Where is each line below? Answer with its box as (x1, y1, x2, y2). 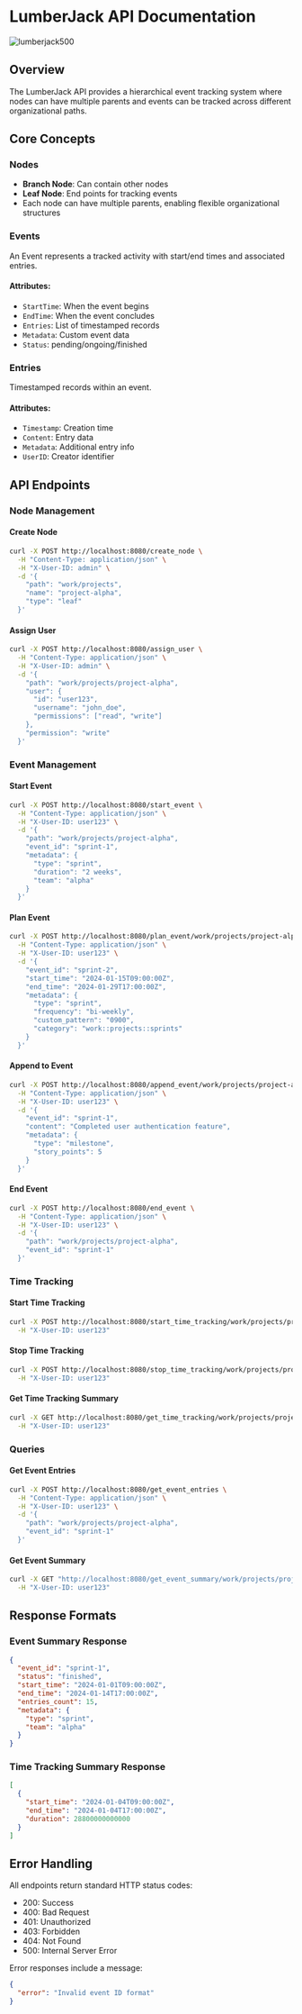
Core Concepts (9, 132, 96, 147)
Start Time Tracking (9, 1297, 85, 1308)
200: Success (22, 1898, 75, 1909)
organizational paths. (9, 105, 87, 116)
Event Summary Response (9, 1635, 128, 1647)
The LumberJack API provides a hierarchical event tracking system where (9, 86, 283, 96)
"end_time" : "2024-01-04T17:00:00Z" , (25, 1806, 167, 1816)
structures (22, 207, 61, 218)
